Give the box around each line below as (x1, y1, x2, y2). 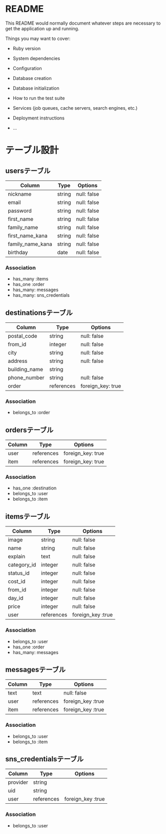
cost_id (8, 578, 26, 585)
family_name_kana (8, 240, 52, 248)
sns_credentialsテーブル (5, 755, 84, 764)
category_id (8, 561, 36, 568)
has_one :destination (12, 485, 57, 491)
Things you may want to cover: (5, 35, 71, 42)
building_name (8, 366, 44, 373)
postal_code (8, 333, 37, 340)
